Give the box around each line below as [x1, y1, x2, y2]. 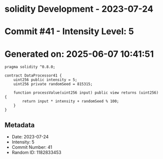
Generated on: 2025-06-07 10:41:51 [4, 48, 154, 59]
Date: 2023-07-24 [11, 134, 49, 140]
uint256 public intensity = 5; [13, 78, 78, 82]
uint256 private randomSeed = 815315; [13, 82, 93, 87]
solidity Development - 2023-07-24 [4, 3, 154, 15]
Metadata [4, 121, 35, 129]
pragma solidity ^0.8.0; [4, 65, 55, 70]
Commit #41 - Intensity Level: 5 [4, 26, 134, 37]
